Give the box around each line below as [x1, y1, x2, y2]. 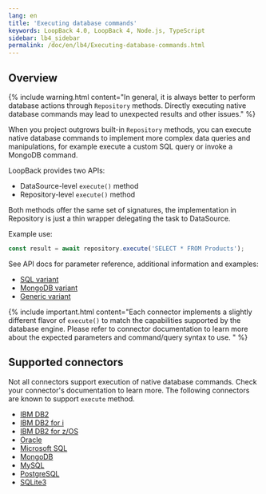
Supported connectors [8, 356, 124, 369]
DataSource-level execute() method [19, 181, 139, 190]
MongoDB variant [19, 283, 78, 293]
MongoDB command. [8, 149, 78, 160]
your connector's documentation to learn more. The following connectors [8, 385, 250, 395]
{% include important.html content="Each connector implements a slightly [8, 307, 253, 317]
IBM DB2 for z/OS [19, 426, 78, 436]
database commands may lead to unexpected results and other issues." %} [8, 109, 256, 118]
